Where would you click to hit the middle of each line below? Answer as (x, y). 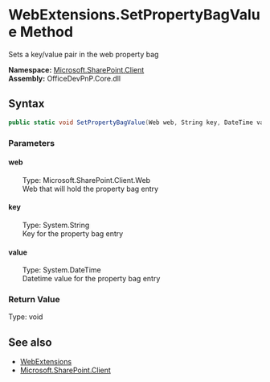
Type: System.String (56, 225)
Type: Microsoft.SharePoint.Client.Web (87, 180)
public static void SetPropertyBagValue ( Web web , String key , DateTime (131, 122)
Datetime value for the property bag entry (92, 279)
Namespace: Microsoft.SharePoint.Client (76, 69)
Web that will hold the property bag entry (91, 189)
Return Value (34, 300)
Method (47, 32)
